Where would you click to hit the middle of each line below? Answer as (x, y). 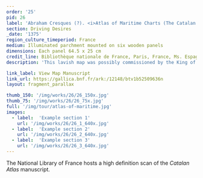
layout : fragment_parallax (40, 84)
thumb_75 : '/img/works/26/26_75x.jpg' (55, 101)
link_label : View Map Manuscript (48, 73)
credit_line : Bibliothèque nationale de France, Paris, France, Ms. (94, 57)
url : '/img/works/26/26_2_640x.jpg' (63, 135)
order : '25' (21, 12)
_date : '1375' (24, 34)
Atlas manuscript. (28, 169)
